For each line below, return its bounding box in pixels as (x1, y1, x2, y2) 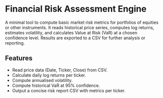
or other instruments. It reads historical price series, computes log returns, (5, 24, 154, 30)
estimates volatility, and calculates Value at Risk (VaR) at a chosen (5, 30, 138, 35)
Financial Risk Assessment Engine (5, 3, 147, 15)
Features (5, 54, 33, 63)
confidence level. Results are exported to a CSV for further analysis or (5, 35, 145, 41)
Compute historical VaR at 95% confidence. (12, 82, 100, 88)
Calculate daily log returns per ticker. (12, 72, 86, 78)
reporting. (5, 40, 25, 46)
